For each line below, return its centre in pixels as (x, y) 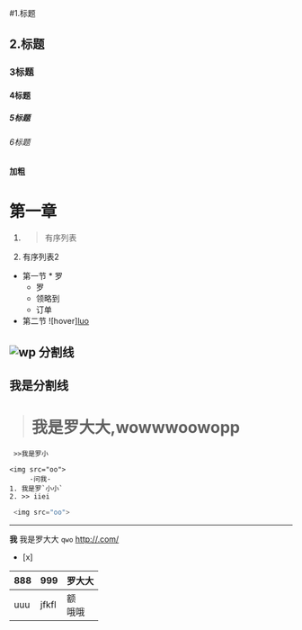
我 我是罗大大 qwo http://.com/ (64, 539)
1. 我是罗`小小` (36, 489)
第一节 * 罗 (42, 276)
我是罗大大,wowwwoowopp (136, 428)
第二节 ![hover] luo (56, 321)
